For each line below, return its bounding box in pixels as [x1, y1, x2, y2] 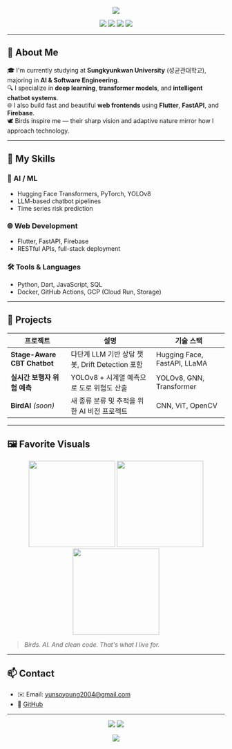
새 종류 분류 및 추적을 [70, 396, 136, 406]
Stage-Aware [10, 350, 57, 359]
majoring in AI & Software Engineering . [7, 76, 119, 84]
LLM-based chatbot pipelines [17, 197, 101, 205]
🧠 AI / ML [7, 173, 38, 183]
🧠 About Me [7, 47, 59, 59]
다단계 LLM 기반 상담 [70, 349, 136, 359]
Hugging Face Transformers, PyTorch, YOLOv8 [17, 189, 151, 198]
